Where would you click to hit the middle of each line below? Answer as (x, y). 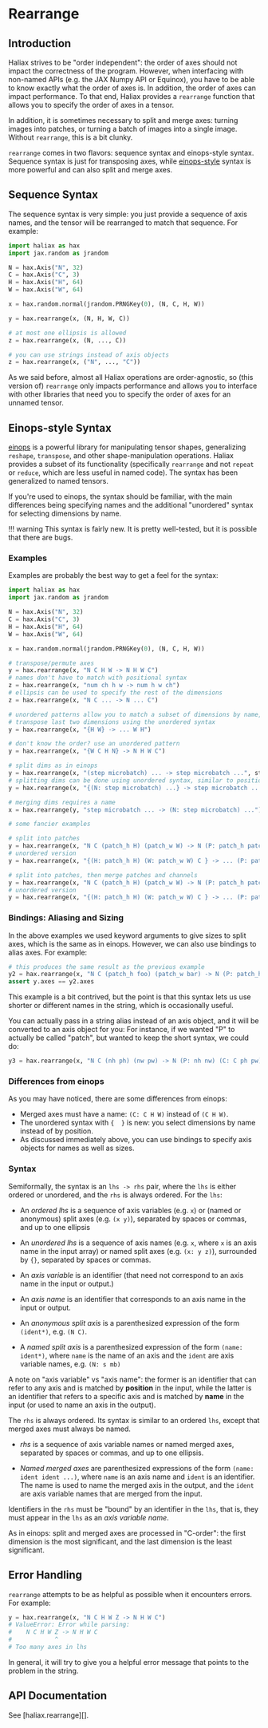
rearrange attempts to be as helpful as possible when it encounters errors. (130, 1594)
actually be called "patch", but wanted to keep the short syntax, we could (129, 1038)
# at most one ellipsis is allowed (67, 333)
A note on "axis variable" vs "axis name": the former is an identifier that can (132, 1379)
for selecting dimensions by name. (65, 514)
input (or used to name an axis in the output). (82, 1405)
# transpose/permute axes (51, 663)
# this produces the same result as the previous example (106, 967)
